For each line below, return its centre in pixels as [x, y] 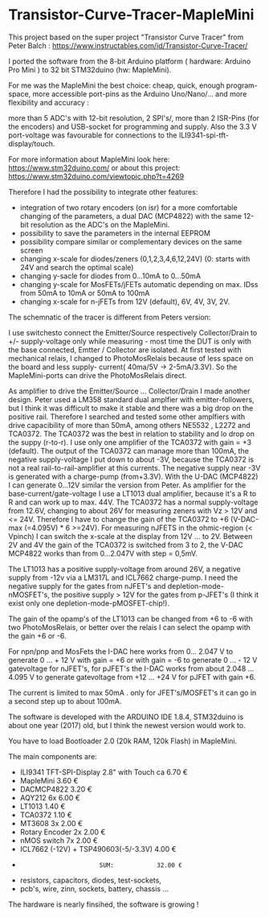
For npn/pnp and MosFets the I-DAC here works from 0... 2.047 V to [121, 651]
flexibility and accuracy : [49, 102]
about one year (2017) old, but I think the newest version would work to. [127, 725]
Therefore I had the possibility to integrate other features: [103, 191]
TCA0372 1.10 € [46, 815]
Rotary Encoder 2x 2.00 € [63, 832]
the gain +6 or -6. [37, 635]
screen [31, 250]
